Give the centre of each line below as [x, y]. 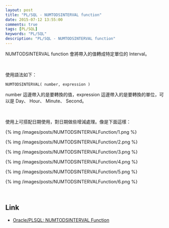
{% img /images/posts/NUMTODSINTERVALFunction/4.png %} [72, 161]
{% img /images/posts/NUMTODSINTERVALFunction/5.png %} [71, 172]
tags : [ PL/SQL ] [22, 29]
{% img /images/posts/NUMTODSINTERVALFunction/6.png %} [71, 181]
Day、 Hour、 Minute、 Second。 [51, 101]
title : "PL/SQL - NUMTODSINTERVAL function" [54, 15]
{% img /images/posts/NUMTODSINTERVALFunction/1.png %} [71, 132]
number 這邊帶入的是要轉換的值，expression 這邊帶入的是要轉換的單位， [82, 94]
